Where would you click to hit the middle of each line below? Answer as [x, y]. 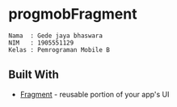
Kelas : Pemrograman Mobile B [59, 49]
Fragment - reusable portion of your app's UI [95, 94]
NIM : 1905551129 [41, 43]
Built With [34, 75]
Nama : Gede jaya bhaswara [56, 36]
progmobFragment [73, 14]
